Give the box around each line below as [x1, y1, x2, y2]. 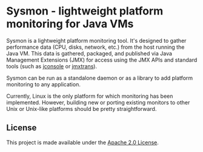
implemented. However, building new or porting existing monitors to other [6, 98, 190, 106]
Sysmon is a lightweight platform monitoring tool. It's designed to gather [6, 37, 187, 44]
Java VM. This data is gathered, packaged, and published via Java [6, 49, 173, 57]
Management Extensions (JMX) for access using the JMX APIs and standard [6, 56, 198, 63]
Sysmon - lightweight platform [6, 4, 164, 18]
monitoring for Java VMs [6, 17, 134, 31]
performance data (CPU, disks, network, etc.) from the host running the [6, 43, 185, 51]
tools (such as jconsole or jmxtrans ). [6, 62, 98, 70]
